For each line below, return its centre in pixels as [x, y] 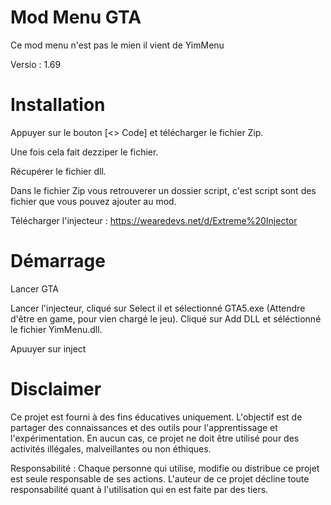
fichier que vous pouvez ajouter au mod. [93, 201]
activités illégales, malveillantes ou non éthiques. [111, 448]
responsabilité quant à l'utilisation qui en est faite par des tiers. [139, 489]
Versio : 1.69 [36, 64]
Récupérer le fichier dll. [58, 171]
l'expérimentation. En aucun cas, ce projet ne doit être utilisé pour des [155, 438]
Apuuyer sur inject [48, 348]
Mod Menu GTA [76, 17]
